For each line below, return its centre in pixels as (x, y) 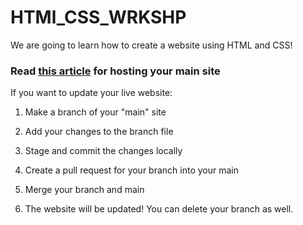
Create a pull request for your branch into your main (131, 170)
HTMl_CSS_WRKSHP (98, 17)
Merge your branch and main (84, 190)
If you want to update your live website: (91, 93)
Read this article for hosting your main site (115, 71)
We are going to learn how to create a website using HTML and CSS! (151, 45)
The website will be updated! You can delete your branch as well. (159, 209)
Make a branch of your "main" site (95, 112)
